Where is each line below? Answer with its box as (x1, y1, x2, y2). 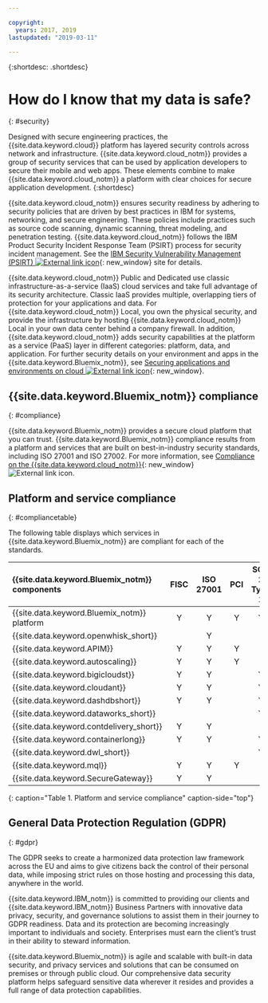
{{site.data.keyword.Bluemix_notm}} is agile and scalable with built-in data (8, 951, 253, 961)
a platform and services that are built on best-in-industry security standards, (8, 443, 261, 453)
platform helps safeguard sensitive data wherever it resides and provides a (8, 977, 254, 986)
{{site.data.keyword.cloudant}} (12, 682, 126, 693)
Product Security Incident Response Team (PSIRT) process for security (8, 241, 242, 250)
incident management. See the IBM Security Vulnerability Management (8, 249, 242, 259)
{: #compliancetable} (8, 512, 77, 522)
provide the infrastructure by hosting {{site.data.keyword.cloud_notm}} (8, 316, 242, 325)
